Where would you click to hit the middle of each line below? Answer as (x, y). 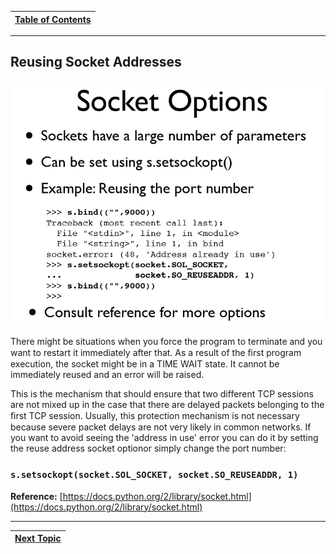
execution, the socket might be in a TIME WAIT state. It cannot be (145, 364)
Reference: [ (36, 496)
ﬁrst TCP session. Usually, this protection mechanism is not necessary (155, 416)
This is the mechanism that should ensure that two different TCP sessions (162, 394)
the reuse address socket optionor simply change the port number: (148, 448)
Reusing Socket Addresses (96, 62)
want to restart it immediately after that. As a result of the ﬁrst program (156, 353)
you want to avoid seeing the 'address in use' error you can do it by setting (164, 438)
